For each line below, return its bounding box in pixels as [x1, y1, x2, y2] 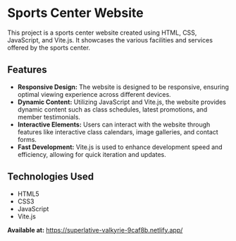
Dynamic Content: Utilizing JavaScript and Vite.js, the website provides [17, 98, 227, 106]
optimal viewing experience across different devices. [17, 90, 171, 98]
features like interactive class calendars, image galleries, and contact [17, 127, 218, 136]
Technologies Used [7, 171, 94, 183]
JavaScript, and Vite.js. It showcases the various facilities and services [7, 35, 213, 44]
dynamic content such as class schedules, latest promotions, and [17, 105, 208, 114]
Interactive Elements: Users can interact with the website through [17, 120, 211, 129]
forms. [17, 135, 37, 143]
